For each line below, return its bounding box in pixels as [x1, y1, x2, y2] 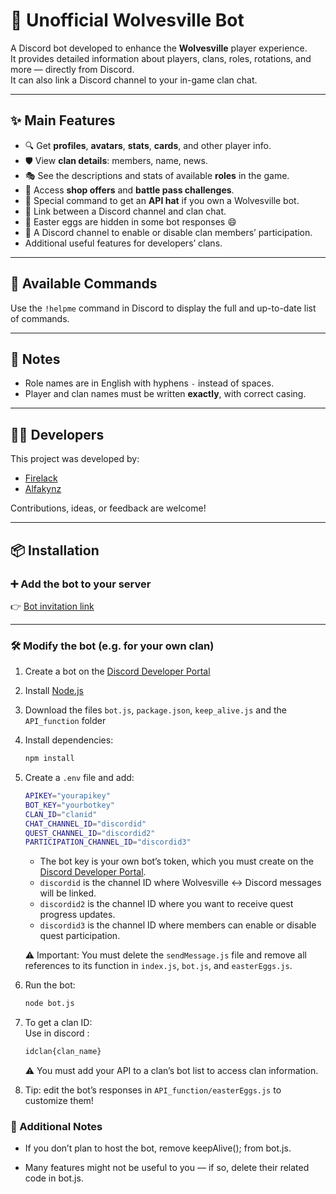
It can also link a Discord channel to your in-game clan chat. [10, 74, 258, 86]
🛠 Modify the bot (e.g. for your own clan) [10, 639, 215, 653]
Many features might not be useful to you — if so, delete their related [24, 1162, 310, 1174]
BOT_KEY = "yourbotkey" [24, 800, 115, 810]
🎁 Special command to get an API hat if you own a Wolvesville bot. [24, 194, 300, 206]
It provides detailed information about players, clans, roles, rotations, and [10, 52, 312, 64]
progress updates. [39, 909, 116, 921]
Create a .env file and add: [24, 772, 135, 784]
